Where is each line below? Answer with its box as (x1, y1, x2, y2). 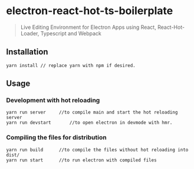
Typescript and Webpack (40, 29, 101, 37)
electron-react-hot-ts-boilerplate (6, 4, 173, 18)
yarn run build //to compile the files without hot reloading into (6, 147, 189, 153)
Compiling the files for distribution (6, 134, 107, 142)
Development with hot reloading (6, 96, 100, 104)
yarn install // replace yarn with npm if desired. (6, 62, 136, 68)
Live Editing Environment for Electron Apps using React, (20, 24, 156, 31)
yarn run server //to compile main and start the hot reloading (6, 110, 178, 115)
